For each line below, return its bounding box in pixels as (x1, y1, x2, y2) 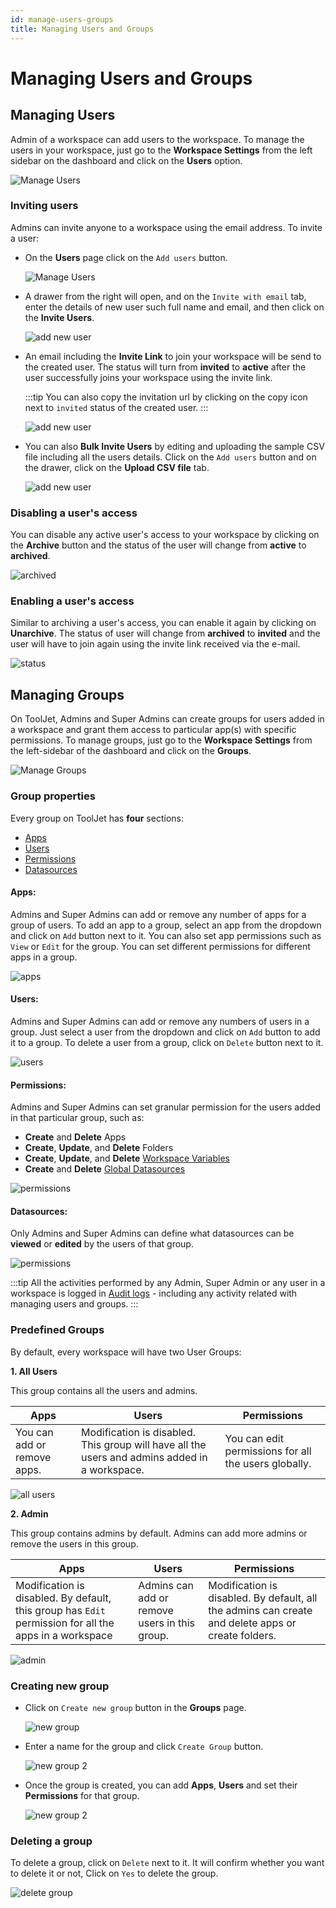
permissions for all (224, 1444, 312, 1458)
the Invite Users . (24, 311, 95, 323)
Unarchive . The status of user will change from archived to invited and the (10, 627, 321, 640)
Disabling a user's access (10, 506, 138, 520)
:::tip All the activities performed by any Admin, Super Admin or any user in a (10, 1277, 326, 1289)
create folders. (208, 1628, 277, 1642)
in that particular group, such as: (10, 1112, 145, 1124)
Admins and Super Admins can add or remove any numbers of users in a (10, 1015, 310, 1027)
